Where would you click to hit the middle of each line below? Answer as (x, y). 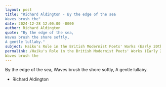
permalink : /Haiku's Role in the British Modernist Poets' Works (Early (82, 51)
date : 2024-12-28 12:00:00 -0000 (40, 23)
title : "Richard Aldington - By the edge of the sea (61, 14)
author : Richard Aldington (33, 28)
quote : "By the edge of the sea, (40, 33)
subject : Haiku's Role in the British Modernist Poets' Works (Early (78, 46)
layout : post (19, 10)
